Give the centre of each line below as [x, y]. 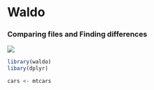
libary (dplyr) [28, 69]
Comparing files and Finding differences [77, 34]
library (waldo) [29, 62]
